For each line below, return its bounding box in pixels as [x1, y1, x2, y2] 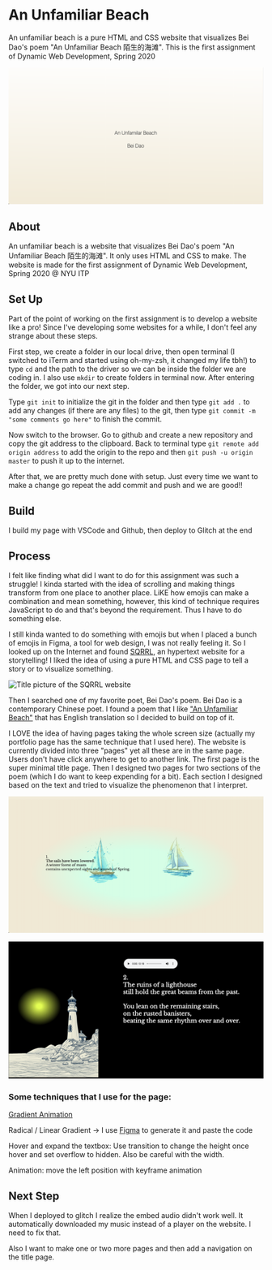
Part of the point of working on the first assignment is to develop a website [8, 314, 257, 324]
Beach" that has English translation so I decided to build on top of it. [8, 712, 235, 722]
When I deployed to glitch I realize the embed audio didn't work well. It [8, 1210, 244, 1220]
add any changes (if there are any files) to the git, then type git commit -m [8, 406, 257, 416]
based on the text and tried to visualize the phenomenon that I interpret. [8, 780, 249, 789]
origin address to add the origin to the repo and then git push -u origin [8, 447, 253, 457]
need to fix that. [8, 1228, 62, 1238]
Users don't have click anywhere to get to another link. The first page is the [8, 754, 260, 764]
